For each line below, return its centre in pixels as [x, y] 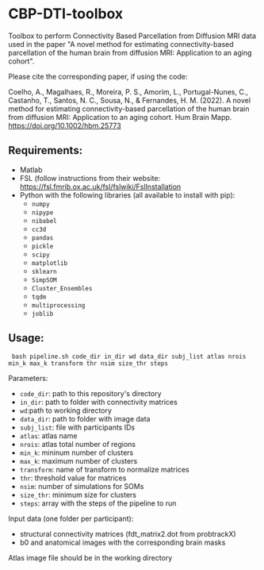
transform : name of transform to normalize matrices [104, 469]
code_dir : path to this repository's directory [90, 393]
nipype [42, 212]
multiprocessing [58, 305]
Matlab [31, 169]
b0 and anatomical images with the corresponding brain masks [122, 542]
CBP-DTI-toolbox [66, 14]
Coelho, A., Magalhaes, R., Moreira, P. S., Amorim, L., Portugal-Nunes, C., [128, 91]
